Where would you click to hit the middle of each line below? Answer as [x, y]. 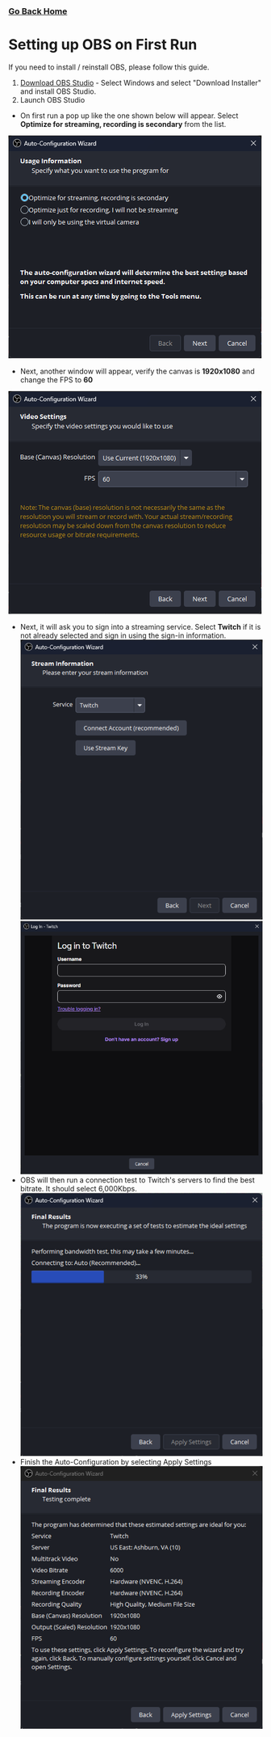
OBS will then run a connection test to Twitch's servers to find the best [138, 1180]
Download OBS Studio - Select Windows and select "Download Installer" [141, 82]
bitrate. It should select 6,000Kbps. [78, 1189]
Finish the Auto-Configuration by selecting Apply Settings [116, 1461]
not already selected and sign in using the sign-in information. [123, 635]
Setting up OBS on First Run [103, 45]
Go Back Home [38, 11]
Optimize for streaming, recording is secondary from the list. [123, 124]
